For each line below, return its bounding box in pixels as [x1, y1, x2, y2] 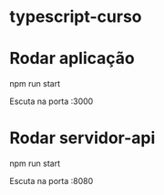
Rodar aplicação [9, 48, 135, 69]
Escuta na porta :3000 [9, 96, 94, 107]
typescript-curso [9, 6, 143, 27]
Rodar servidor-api [9, 128, 156, 149]
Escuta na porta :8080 [9, 176, 94, 187]
